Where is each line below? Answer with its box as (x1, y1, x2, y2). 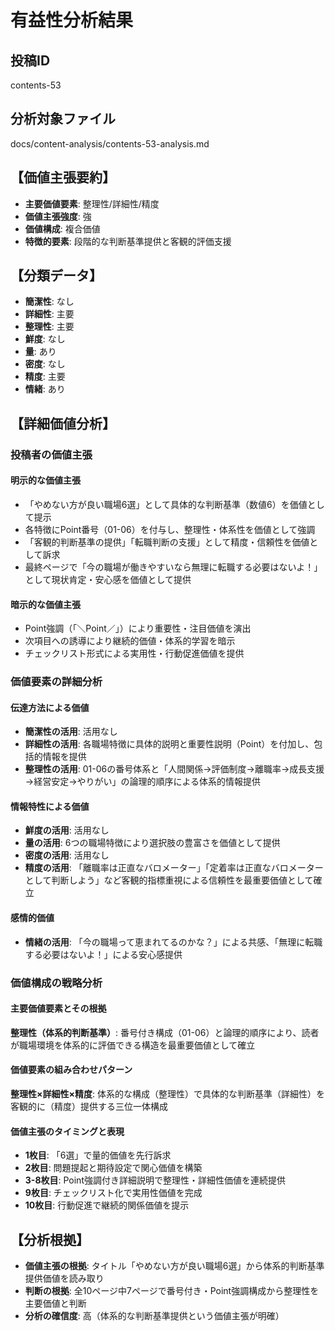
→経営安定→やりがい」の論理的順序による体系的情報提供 (24, 776, 262, 788)
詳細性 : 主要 (24, 308, 75, 320)
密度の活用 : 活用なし (24, 849, 110, 861)
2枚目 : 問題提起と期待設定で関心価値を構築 (24, 1162, 203, 1174)
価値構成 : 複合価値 (24, 222, 101, 235)
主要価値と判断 (24, 1297, 87, 1310)
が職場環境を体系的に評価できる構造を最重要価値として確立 (10, 1039, 256, 1051)
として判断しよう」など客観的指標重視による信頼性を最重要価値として (24, 874, 314, 886)
